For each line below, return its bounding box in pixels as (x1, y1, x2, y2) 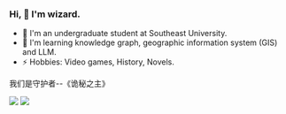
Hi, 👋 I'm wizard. (9, 8, 81, 20)
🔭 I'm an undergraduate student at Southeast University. (21, 28, 228, 39)
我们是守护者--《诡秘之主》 (9, 79, 110, 89)
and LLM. (21, 47, 57, 57)
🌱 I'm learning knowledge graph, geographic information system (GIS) (21, 37, 278, 48)
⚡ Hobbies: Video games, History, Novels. (21, 57, 175, 67)
